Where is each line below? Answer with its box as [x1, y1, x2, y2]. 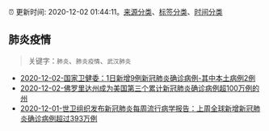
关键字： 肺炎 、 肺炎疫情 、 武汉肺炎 [27, 56, 132, 65]
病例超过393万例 [41, 113, 98, 123]
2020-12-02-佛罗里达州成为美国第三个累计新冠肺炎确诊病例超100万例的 [19, 83, 260, 93]
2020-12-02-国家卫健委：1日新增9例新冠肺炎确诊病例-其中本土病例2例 [19, 73, 256, 82]
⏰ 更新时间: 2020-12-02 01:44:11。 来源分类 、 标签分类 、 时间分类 [8, 7, 224, 16]
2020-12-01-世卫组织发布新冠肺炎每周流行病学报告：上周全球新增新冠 [19, 104, 254, 113]
